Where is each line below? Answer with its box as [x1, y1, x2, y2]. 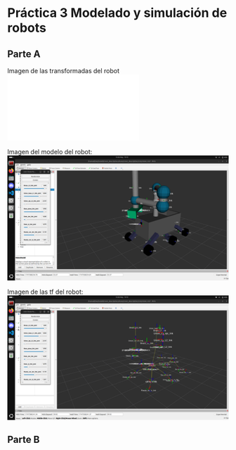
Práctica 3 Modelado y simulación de [7, 5, 228, 21]
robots [7, 20, 47, 36]
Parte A [7, 48, 41, 60]
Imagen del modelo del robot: [7, 148, 93, 156]
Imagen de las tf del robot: [7, 287, 84, 296]
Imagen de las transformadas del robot [7, 67, 120, 75]
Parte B [7, 434, 40, 446]
